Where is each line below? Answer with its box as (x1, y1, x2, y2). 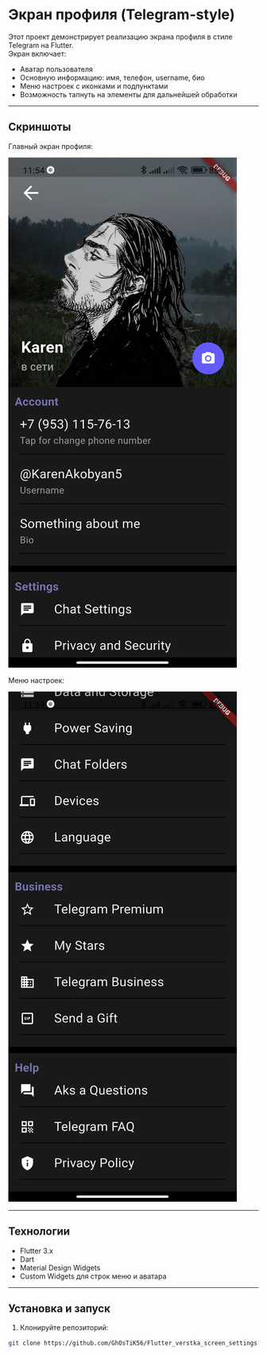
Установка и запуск (8, 1302, 111, 1315)
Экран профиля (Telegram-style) (8, 6, 236, 24)
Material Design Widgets (19, 1263, 101, 1272)
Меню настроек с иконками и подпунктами (19, 81, 168, 91)
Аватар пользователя (19, 64, 93, 73)
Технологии (8, 1225, 70, 1239)
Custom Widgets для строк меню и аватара (19, 1271, 167, 1281)
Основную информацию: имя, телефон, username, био (19, 73, 205, 82)
